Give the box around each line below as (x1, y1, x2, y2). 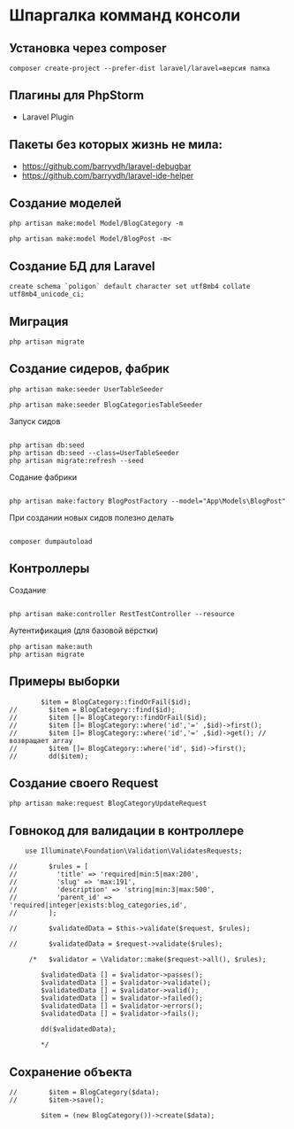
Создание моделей (9, 196, 122, 211)
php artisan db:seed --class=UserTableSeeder (9, 448, 179, 457)
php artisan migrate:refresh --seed (9, 456, 144, 465)
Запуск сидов (9, 415, 61, 426)
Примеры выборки (9, 674, 120, 689)
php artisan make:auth (9, 642, 93, 651)
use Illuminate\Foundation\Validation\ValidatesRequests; (25, 847, 243, 855)
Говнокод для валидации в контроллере (9, 823, 245, 838)
